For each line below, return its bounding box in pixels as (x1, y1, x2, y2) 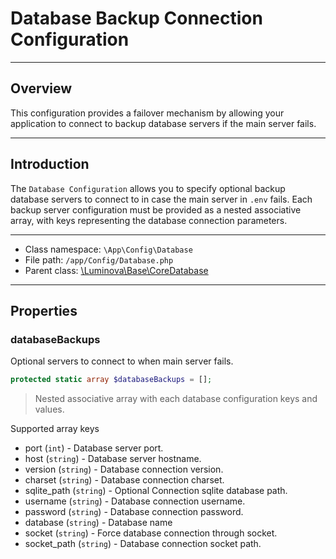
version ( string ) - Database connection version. (24, 463, 224, 476)
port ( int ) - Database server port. (24, 442, 164, 454)
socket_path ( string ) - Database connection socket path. (24, 538, 262, 550)
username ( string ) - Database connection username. (24, 495, 246, 507)
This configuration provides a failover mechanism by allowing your (10, 107, 285, 119)
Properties (10, 302, 78, 319)
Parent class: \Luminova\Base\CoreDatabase (24, 264, 209, 276)
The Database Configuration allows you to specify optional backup (10, 182, 286, 194)
